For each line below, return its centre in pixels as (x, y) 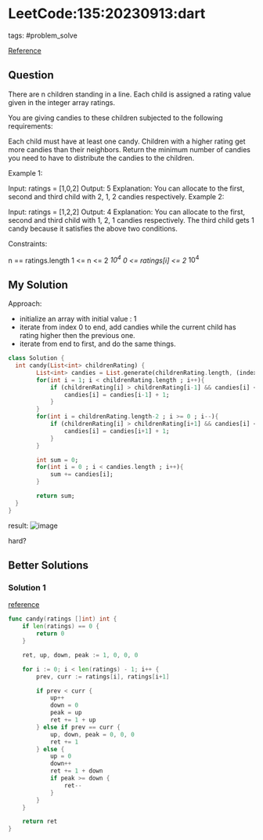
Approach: (25, 304)
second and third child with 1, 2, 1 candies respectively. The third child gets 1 (131, 220)
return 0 (50, 634)
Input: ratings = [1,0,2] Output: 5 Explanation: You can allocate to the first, (126, 188)
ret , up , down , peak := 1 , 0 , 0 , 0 (80, 655)
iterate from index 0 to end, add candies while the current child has (128, 327)
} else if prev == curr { (79, 727)
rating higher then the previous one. (77, 336)
